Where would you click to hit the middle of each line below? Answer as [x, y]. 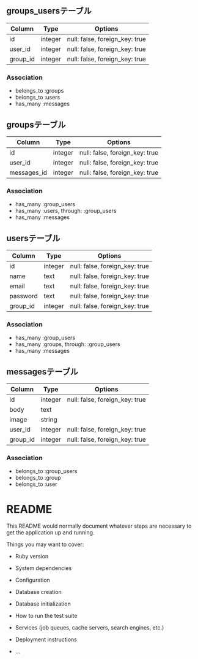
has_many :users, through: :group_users [66, 211]
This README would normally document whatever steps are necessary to [99, 526]
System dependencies [43, 568]
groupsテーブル [36, 125]
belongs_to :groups [39, 91]
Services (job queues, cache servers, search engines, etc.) [90, 628]
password [24, 296]
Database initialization [43, 604]
